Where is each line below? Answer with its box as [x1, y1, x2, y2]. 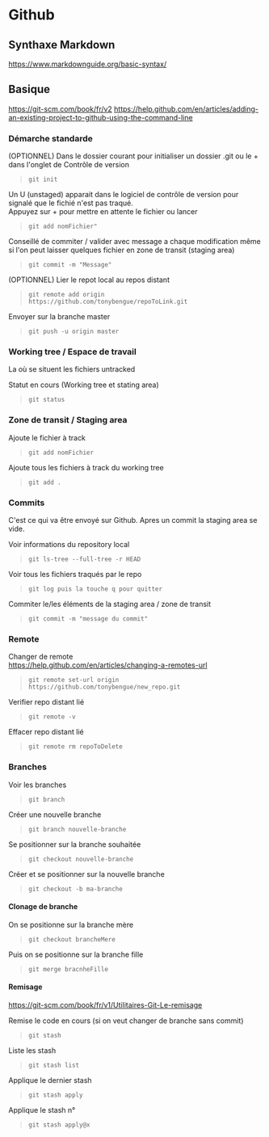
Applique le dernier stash [8, 1076, 92, 1084]
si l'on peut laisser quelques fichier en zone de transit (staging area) [8, 245, 235, 255]
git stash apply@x [27, 1121, 90, 1129]
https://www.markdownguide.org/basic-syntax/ [8, 59, 167, 69]
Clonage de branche [8, 902, 78, 912]
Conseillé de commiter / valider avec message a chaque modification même [8, 237, 261, 246]
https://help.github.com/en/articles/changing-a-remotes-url [8, 660, 208, 670]
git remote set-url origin [27, 676, 120, 684]
